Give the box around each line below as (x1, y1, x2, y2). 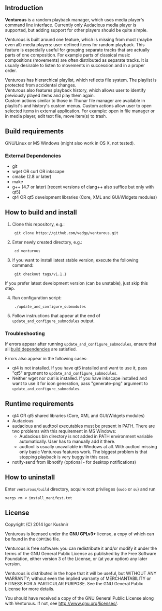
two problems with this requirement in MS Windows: (12, 428, 117, 434)
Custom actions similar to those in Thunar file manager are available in (5, 97, 145, 104)
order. (5, 68, 17, 73)
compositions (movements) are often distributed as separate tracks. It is (5, 57, 148, 63)
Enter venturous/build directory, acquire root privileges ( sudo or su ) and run (5, 486, 156, 492)
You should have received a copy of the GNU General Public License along (5, 595, 154, 601)
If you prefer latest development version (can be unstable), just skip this (5, 280, 148, 286)
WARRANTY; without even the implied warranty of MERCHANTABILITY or (5, 576, 151, 581)
